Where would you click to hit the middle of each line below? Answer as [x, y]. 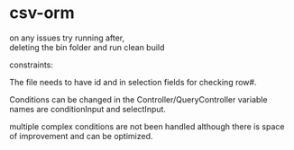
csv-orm [42, 13]
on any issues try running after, [67, 38]
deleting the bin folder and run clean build [87, 47]
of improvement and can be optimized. [81, 136]
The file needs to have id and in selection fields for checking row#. [133, 82]
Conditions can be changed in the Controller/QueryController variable [138, 99]
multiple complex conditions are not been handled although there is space [147, 126]
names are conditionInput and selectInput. [88, 109]
